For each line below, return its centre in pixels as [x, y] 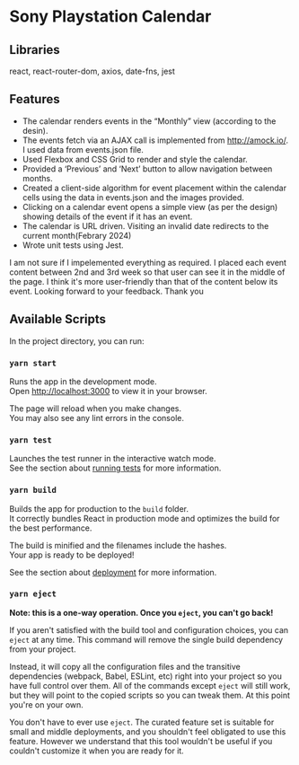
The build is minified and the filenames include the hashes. [118, 545]
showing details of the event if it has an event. [107, 216]
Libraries [35, 50]
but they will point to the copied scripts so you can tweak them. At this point [149, 695]
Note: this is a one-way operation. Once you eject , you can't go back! [141, 612]
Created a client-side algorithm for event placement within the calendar [154, 188]
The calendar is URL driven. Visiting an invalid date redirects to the [145, 225]
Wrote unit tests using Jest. [73, 245]
